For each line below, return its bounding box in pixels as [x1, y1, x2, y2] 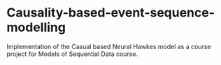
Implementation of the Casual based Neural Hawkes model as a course [6, 42, 211, 50]
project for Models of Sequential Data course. [6, 50, 138, 58]
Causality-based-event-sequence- [6, 5, 215, 21]
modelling [6, 19, 66, 35]
